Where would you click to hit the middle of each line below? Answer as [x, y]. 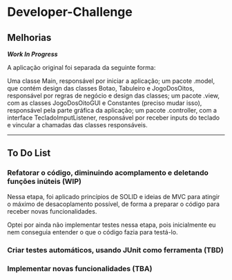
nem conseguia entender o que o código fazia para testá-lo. [93, 232]
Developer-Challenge [70, 12]
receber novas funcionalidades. [52, 211]
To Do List [29, 153]
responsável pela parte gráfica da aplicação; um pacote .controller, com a [112, 110]
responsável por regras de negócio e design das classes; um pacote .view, [113, 95]
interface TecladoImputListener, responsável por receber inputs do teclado [114, 118]
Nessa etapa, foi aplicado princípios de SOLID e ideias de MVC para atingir [114, 196]
